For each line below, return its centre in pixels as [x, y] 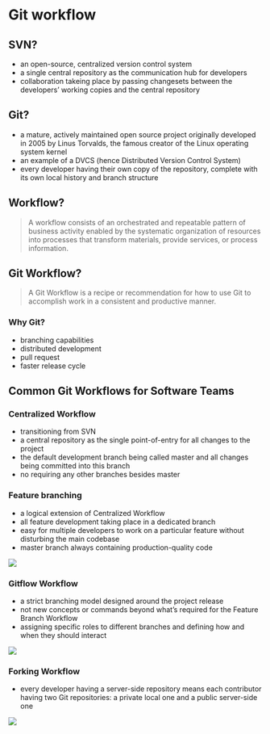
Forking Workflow [44, 671]
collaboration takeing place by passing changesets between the [126, 81]
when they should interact [63, 635]
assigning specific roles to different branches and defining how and [132, 627]
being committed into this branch [75, 466]
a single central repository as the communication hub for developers [133, 73]
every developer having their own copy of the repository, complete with [139, 169]
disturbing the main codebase [70, 539]
